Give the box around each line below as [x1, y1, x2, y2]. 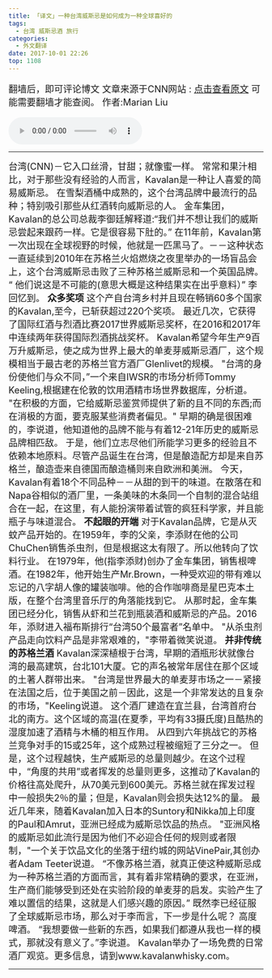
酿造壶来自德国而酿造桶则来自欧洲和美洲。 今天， [35, 463, 249, 474]
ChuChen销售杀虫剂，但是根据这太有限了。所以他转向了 [8, 542, 249, 554]
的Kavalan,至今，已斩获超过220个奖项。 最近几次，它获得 [8, 305, 257, 317]
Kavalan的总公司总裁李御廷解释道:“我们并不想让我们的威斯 [8, 213, 259, 225]
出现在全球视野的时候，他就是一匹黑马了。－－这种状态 [26, 240, 264, 251]
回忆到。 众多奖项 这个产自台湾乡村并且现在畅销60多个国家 [8, 292, 262, 304]
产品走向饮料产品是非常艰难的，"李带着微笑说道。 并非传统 [8, 634, 261, 646]
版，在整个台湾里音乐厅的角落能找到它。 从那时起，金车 [8, 594, 249, 606]
